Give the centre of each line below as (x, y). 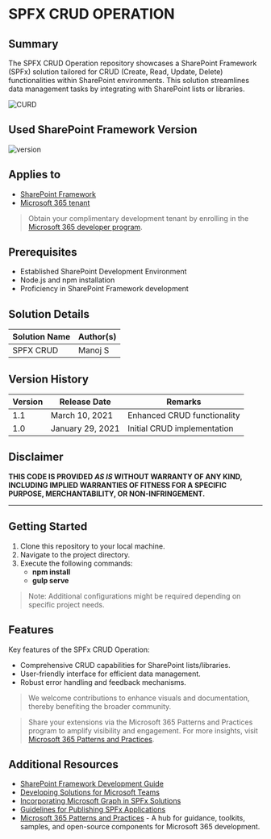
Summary (33, 44)
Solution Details (49, 314)
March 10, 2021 (82, 415)
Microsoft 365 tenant (55, 202)
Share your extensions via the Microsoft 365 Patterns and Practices (140, 722)
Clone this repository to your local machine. (92, 546)
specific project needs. (66, 604)
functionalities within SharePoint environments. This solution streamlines (129, 80)
